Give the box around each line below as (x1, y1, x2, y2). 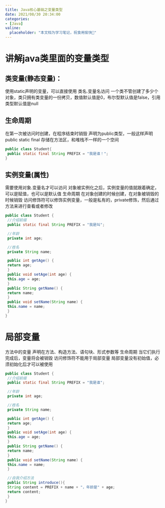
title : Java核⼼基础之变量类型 (5, 7, 63, 12)
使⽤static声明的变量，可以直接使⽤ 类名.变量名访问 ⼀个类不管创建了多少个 (5, 88, 159, 94)
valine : (5, 26, 21, 31)
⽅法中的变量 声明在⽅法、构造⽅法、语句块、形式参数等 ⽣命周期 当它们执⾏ (5, 349, 161, 355)
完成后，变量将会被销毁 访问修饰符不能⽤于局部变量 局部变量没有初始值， (5, 355, 155, 361)
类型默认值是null (5, 101, 39, 106)
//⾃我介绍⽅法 (7, 475, 34, 481)
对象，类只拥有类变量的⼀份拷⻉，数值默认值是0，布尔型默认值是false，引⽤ (5, 94, 161, 100)
